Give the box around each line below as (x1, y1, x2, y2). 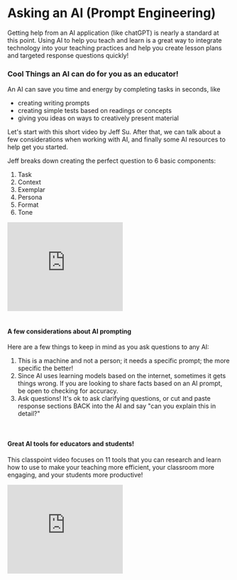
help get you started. (7, 143, 69, 151)
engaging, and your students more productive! (7, 471, 143, 479)
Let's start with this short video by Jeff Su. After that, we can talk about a (7, 128, 221, 136)
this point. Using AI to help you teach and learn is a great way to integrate (7, 36, 222, 44)
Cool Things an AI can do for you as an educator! (7, 69, 179, 79)
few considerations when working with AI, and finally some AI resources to (7, 135, 226, 144)
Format (17, 200, 39, 209)
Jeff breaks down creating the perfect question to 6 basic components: (7, 156, 216, 165)
